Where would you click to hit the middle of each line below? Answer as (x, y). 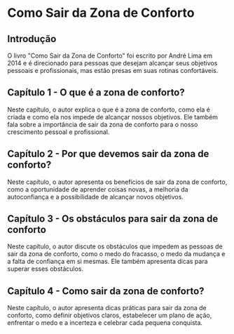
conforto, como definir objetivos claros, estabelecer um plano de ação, (110, 315)
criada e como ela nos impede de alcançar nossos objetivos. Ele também (113, 116)
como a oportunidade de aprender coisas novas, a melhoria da (98, 189)
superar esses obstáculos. (46, 269)
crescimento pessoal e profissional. (58, 132)
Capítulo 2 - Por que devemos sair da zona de (108, 154)
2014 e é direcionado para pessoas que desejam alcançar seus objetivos (112, 63)
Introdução (32, 39)
